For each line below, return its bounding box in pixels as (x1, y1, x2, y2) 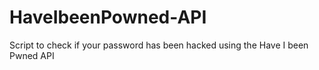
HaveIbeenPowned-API (9, 6, 207, 29)
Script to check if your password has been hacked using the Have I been (9, 39, 309, 51)
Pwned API (9, 49, 55, 61)
